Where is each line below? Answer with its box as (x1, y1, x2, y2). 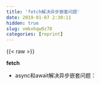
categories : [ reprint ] (6, 31, 63, 37)
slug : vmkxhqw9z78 (6, 25, 52, 32)
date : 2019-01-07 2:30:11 (6, 14, 71, 20)
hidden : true (6, 20, 39, 26)
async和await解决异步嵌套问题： (14, 72, 96, 79)
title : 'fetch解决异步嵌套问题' (6, 8, 80, 15)
